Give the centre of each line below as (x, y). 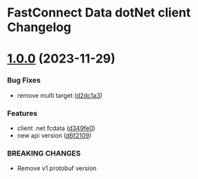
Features (22, 113)
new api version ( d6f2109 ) (54, 135)
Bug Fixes (24, 81)
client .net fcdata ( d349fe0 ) (56, 128)
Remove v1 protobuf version (57, 168)
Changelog (39, 27)
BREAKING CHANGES (44, 153)
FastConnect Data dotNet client (99, 13)
